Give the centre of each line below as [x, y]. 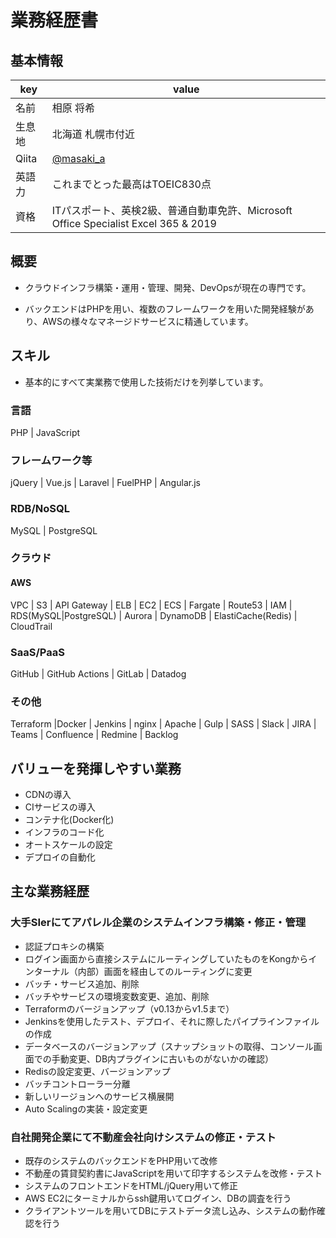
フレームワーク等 [51, 460]
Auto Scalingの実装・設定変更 [86, 1108]
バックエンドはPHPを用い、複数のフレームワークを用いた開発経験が [165, 308]
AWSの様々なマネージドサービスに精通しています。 [148, 321]
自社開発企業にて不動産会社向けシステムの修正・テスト [143, 1137]
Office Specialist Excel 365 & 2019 [134, 223]
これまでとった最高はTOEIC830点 [131, 184]
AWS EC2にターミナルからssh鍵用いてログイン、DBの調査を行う [158, 1198]
